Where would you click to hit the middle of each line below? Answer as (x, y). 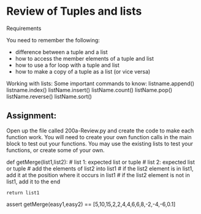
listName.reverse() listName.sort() (49, 96)
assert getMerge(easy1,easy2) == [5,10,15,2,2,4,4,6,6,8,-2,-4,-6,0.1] (91, 204)
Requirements (24, 28)
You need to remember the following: (53, 40)
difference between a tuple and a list (62, 52)
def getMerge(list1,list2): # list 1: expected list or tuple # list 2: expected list (100, 162)
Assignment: (32, 116)
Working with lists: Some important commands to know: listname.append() (100, 83)
